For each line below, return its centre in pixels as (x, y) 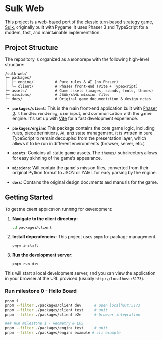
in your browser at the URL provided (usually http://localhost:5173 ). (75, 279)
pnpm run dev (25, 264)
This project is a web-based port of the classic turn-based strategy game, (79, 22)
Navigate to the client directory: (45, 218)
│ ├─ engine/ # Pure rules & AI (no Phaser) (62, 82)
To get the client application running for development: (59, 209)
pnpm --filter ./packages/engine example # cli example (63, 332)
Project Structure (32, 47)
